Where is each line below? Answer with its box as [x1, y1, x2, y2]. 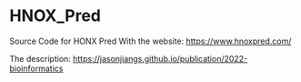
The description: [9, 53, 71, 64]
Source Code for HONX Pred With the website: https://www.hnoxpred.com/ [9, 36, 292, 46]
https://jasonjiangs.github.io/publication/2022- [72, 53, 248, 64]
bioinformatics [9, 63, 64, 74]
